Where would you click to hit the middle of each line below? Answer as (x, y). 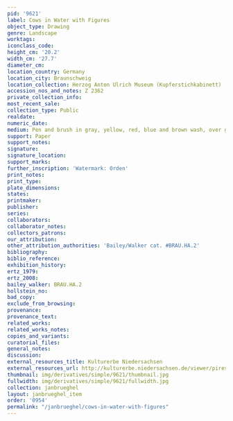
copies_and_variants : (38, 336)
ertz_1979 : (23, 271)
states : (18, 194)
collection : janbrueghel (43, 388)
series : (18, 214)
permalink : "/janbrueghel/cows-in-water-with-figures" (88, 407)
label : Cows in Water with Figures (59, 20)
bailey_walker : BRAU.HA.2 (44, 284)
